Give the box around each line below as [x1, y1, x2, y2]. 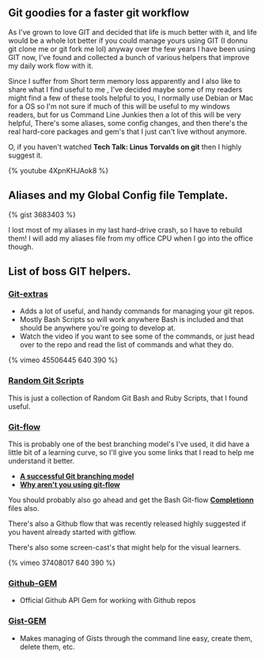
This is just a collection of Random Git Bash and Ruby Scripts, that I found [8, 393, 248, 403]
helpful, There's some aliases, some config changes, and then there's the [8, 118, 248, 127]
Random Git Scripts [8, 375, 85, 386]
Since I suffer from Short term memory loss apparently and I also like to [8, 76, 241, 85]
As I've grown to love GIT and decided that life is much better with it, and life [8, 27, 257, 36]
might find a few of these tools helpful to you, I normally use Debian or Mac [8, 93, 254, 102]
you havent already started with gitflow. [8, 527, 137, 536]
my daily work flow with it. [8, 61, 93, 70]
